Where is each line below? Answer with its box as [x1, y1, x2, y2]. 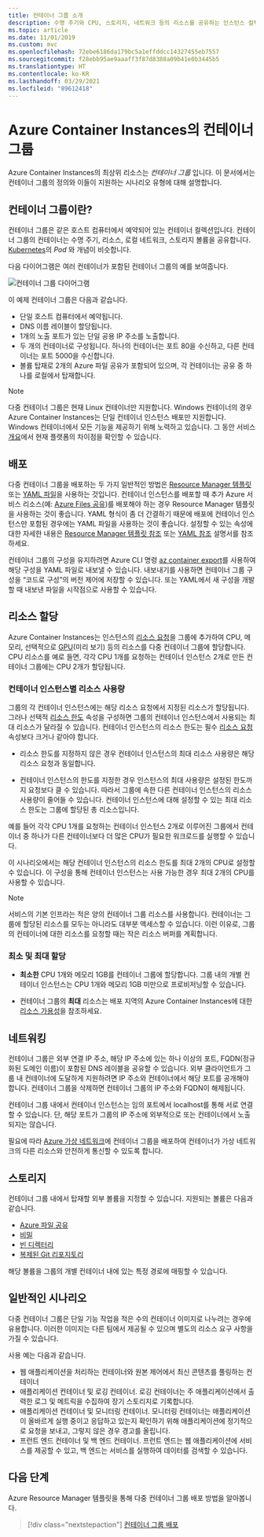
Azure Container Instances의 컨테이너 [8, 121, 254, 138]
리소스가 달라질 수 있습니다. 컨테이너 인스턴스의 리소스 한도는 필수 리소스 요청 [16, 722, 254, 732]
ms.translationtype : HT [8, 63, 86, 71]
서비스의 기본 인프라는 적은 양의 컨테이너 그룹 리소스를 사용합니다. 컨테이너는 [8, 909, 244, 919]
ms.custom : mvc [8, 41, 58, 49]
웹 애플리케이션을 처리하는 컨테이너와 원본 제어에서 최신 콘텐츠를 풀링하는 [19, 1366, 245, 1376]
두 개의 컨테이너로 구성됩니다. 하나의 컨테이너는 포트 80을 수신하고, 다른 [19, 341, 240, 350]
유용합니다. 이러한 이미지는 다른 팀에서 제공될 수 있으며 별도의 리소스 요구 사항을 [8, 1323, 254, 1333]
